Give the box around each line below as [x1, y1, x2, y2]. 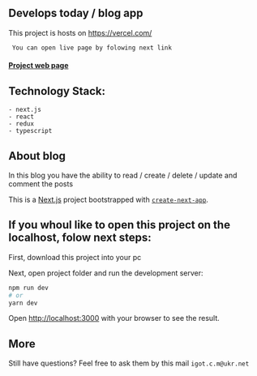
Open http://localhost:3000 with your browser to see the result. [8, 314, 221, 323]
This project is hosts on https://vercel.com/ [8, 28, 152, 37]
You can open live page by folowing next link [11, 44, 173, 52]
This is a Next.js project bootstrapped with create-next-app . [8, 194, 209, 205]
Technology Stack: [8, 84, 106, 98]
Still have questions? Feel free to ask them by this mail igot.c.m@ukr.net [8, 358, 250, 368]
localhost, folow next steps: [8, 231, 152, 245]
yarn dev [8, 299, 38, 307]
